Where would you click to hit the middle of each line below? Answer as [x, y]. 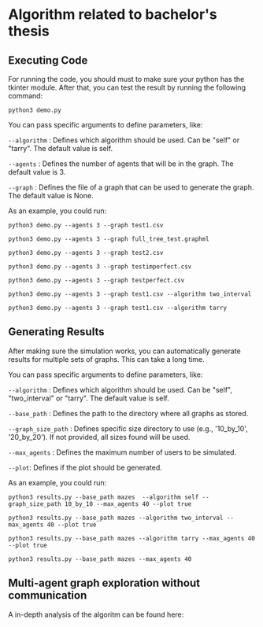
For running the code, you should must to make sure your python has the [126, 79]
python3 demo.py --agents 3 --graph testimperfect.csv [100, 267]
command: [26, 96]
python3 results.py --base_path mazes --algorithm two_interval [116, 518]
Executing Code [48, 60]
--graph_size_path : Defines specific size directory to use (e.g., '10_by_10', [128, 428]
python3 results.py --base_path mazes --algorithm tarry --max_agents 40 [132, 538]
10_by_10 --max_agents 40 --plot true [128, 504]
